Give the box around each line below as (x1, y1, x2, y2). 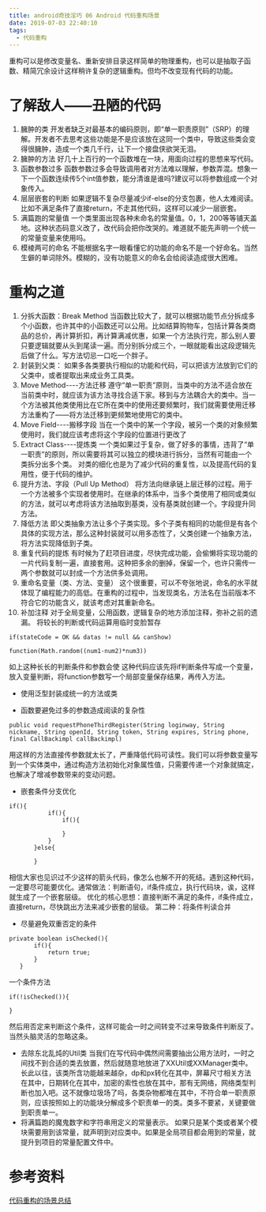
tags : (9, 26, 27, 34)
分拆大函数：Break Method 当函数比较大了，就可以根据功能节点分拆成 (20, 311, 249, 321)
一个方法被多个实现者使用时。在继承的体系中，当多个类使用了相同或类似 (20, 489, 256, 499)
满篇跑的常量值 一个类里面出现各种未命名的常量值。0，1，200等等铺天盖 (20, 213, 257, 223)
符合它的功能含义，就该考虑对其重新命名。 (20, 598, 159, 607)
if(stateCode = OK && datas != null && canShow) (9, 633, 172, 641)
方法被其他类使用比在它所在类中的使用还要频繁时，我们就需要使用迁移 (27, 400, 256, 410)
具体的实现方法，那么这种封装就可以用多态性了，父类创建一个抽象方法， (20, 529, 256, 538)
